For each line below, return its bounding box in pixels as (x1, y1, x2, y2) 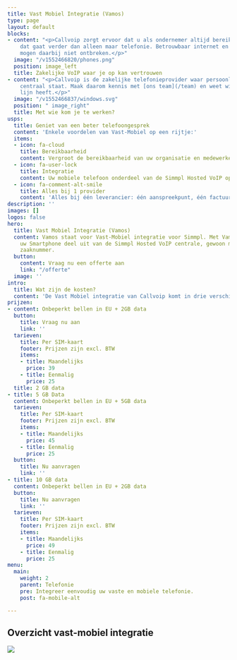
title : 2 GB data (13, 384, 65, 392)
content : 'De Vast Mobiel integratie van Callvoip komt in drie (13, 292, 207, 300)
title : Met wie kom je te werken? (13, 109, 115, 116)
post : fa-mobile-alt (20, 594, 80, 601)
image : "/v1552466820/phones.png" (13, 56, 115, 64)
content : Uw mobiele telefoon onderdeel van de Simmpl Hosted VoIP (20, 174, 222, 181)
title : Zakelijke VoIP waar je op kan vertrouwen (13, 69, 162, 76)
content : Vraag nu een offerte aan (20, 260, 125, 267)
